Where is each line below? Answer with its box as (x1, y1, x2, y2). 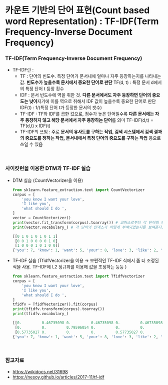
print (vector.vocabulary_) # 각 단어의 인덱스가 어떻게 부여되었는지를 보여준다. (12, 225, 164, 230)
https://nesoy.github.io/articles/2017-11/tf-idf (12, 374, 104, 380)
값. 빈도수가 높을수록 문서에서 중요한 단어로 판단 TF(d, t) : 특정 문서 (19, 79, 150, 85)
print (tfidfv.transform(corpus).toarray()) (12, 307, 105, 312)
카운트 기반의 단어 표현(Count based (5, 5, 150, 16)
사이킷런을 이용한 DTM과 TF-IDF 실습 (5, 165, 91, 172)
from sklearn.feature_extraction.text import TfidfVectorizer (12, 274, 145, 279)
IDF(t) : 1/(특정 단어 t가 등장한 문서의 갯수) (19, 105, 102, 111)
